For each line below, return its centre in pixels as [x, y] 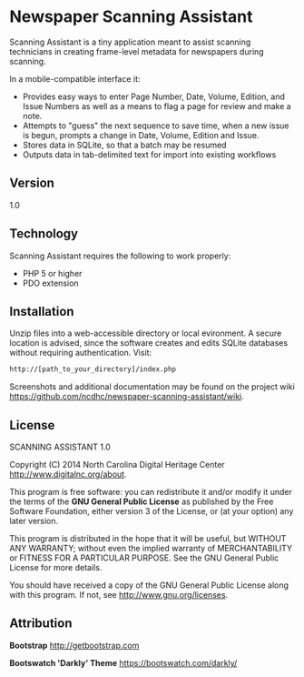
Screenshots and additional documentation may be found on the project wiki [152, 387]
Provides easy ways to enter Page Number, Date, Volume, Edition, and [154, 96]
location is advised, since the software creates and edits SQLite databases [149, 343]
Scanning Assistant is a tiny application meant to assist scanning [130, 42]
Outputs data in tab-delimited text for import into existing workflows [149, 154]
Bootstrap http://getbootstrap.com [74, 645]
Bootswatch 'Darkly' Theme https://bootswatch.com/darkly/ [123, 662]
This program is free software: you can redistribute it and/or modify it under [151, 492]
